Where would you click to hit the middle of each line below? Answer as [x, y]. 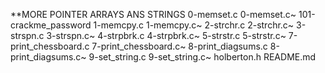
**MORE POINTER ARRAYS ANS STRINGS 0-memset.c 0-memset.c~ [153, 14]
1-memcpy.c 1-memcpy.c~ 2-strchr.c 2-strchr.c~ [194, 25]
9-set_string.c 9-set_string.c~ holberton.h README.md [202, 57]
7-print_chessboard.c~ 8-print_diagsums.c [179, 46]
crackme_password [51, 25]
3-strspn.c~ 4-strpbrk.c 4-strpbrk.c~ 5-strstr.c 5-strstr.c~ [166, 35]
